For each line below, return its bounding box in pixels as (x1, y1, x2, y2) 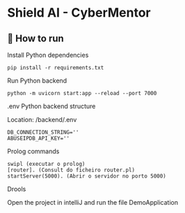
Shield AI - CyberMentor (7, 5, 151, 21)
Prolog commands (7, 147, 60, 155)
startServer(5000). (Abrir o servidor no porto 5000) (7, 173, 167, 180)
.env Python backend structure (7, 102, 96, 110)
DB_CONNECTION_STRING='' (7, 129, 79, 136)
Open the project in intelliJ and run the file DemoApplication (7, 198, 179, 206)
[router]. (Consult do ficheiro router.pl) (7, 167, 136, 173)
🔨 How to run (7, 33, 64, 44)
